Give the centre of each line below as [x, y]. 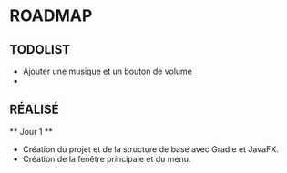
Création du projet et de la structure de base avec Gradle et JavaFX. [151, 149]
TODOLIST [40, 50]
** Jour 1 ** [31, 131]
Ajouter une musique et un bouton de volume [108, 71]
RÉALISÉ [34, 110]
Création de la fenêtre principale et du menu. [107, 158]
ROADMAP [51, 16]
